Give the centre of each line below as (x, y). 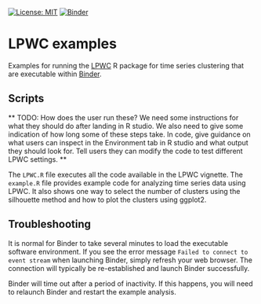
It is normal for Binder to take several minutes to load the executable (118, 243)
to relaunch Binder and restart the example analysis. (92, 291)
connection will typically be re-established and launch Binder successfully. (129, 268)
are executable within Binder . (55, 74)
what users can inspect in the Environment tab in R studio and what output (128, 142)
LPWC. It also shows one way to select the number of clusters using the (124, 191)
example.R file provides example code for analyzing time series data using (127, 183)
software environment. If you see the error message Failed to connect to (128, 251)
